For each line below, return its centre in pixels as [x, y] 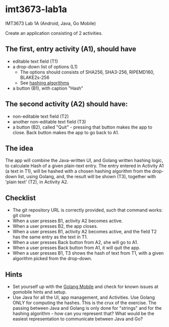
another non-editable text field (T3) [49, 121]
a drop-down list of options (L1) [45, 66]
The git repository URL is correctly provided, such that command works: [88, 210]
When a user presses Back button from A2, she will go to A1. [75, 242]
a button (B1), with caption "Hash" [48, 88]
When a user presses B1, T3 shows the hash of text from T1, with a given [88, 253]
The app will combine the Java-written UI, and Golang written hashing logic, [84, 160]
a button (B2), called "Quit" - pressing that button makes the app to [82, 127]
